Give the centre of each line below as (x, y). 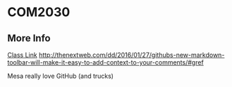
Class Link (22, 55)
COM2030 (39, 12)
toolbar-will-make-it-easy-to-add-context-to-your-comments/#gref (106, 62)
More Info (29, 38)
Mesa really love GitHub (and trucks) (61, 76)
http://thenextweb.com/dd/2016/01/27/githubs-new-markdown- (132, 55)
